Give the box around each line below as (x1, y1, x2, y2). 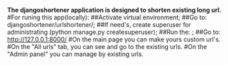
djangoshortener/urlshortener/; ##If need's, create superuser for (7, 21, 191, 28)
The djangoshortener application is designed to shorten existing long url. (7, 6, 222, 14)
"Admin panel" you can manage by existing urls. (7, 50, 144, 58)
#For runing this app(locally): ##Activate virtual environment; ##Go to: (7, 13, 207, 21)
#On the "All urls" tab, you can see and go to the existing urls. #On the (7, 43, 207, 50)
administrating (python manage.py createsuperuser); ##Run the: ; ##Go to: (7, 28, 221, 36)
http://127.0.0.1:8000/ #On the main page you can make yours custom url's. (7, 35, 221, 44)
